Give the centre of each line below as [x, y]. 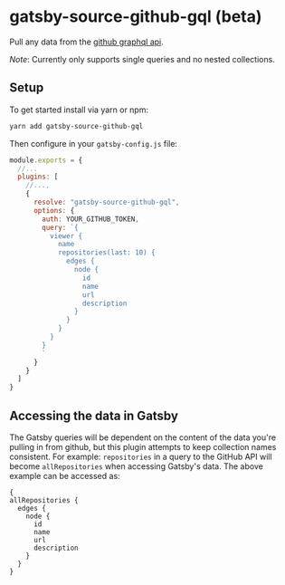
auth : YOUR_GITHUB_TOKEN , [91, 219]
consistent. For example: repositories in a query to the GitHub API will [141, 456]
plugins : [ [38, 177]
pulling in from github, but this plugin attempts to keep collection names [143, 446]
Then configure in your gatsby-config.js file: [94, 143]
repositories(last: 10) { [106, 253]
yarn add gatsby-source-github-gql [76, 126]
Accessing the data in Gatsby [94, 415]
